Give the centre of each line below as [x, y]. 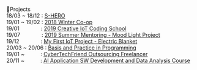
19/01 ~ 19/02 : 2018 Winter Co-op [50, 22]
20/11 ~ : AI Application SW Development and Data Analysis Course [98, 60]
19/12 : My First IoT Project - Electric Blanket [72, 41]
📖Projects [18, 9]
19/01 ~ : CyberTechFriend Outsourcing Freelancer [77, 54]
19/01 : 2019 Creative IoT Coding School [66, 28]
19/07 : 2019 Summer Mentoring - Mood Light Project [83, 35]
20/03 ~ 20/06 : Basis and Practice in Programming [71, 48]
